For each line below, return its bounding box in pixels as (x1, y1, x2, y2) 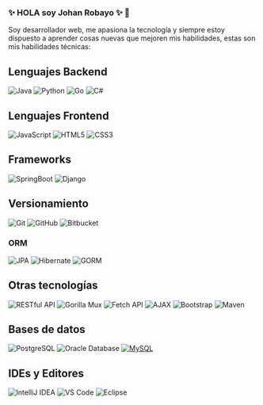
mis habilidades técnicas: (8, 42, 91, 52)
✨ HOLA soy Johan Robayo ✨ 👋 (8, 7, 131, 18)
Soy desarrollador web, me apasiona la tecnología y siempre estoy (8, 25, 226, 35)
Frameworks (8, 153, 72, 166)
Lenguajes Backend (8, 65, 108, 78)
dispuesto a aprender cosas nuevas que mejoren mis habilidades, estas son (8, 33, 256, 43)
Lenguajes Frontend (8, 109, 109, 122)
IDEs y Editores (8, 366, 85, 380)
